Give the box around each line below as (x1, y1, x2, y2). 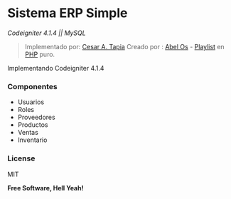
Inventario (17, 136, 48, 144)
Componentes (7, 81, 58, 91)
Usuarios (17, 98, 45, 106)
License (7, 153, 36, 163)
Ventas (17, 128, 39, 137)
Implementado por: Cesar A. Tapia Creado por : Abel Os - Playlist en (24, 42, 225, 51)
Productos (17, 121, 48, 129)
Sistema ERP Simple (7, 5, 128, 21)
